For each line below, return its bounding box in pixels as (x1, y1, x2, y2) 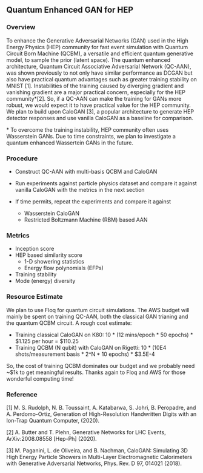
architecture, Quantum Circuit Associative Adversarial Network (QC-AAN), (6, 63, 191, 70)
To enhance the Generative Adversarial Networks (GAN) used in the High (6, 36, 189, 44)
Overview (6, 23, 36, 32)
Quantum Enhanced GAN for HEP (6, 5, 133, 15)
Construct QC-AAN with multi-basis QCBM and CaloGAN (15, 168, 158, 175)
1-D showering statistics (24, 258, 85, 265)
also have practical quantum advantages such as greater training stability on (6, 75, 197, 83)
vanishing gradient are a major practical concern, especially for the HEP (6, 88, 186, 96)
